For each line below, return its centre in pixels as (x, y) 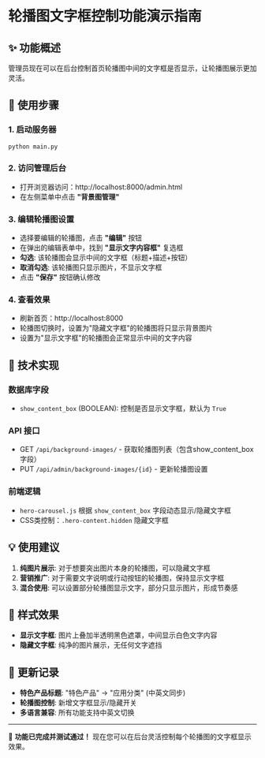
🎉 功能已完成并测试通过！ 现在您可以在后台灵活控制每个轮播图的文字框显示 (130, 737)
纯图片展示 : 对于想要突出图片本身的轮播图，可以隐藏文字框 (115, 568)
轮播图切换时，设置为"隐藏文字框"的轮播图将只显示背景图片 (116, 328)
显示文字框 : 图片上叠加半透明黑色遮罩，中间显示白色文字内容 (118, 635)
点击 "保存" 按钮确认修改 (60, 278)
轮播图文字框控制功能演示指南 (105, 16)
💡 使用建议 (34, 548)
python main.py (33, 147)
